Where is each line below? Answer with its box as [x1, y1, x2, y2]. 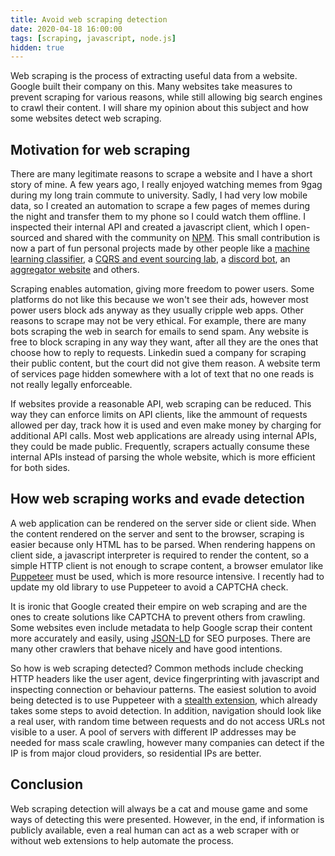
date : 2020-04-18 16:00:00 [10, 24, 123, 34]
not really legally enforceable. [10, 379, 133, 391]
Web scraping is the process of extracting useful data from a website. [10, 70, 298, 82]
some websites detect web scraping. [10, 112, 162, 125]
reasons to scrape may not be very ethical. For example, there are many [10, 315, 307, 327]
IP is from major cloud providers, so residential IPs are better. [10, 747, 262, 759]
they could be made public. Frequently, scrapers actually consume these [10, 441, 310, 453]
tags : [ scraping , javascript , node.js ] [10, 33, 177, 43]
